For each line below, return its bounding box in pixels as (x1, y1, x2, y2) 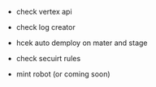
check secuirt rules (15, 54, 81, 63)
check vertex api (15, 7, 72, 16)
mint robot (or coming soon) (15, 69, 111, 79)
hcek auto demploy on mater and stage (15, 38, 148, 48)
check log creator (15, 23, 76, 31)
